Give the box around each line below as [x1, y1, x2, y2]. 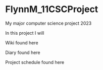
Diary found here [5, 49, 40, 55]
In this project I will [5, 30, 44, 36]
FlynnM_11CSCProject [5, 4, 98, 15]
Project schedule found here [5, 59, 65, 65]
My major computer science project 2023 [5, 20, 92, 26]
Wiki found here [5, 39, 39, 46]
